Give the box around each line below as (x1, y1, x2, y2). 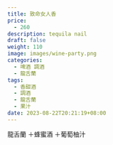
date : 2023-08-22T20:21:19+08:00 (7, 109, 107, 117)
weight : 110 (7, 43, 43, 50)
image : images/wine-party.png (7, 50, 97, 58)
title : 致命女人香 (7, 10, 57, 18)
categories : (7, 57, 43, 64)
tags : (7, 76, 23, 84)
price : (7, 17, 27, 24)
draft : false (7, 37, 46, 44)
